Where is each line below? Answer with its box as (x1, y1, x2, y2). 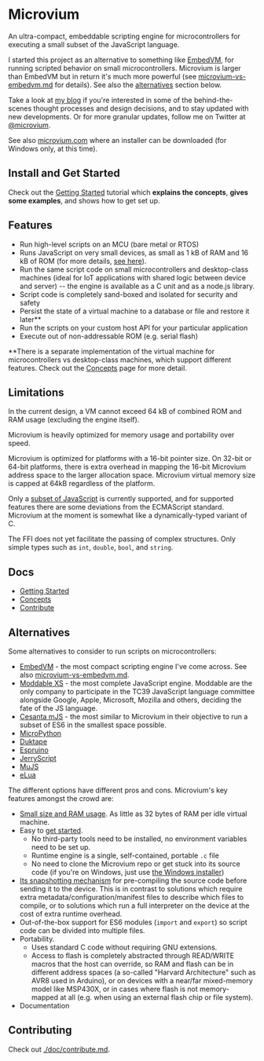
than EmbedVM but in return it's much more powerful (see (8, 71, 197, 81)
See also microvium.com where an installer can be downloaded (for (8, 135, 227, 145)
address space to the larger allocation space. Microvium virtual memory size (8, 470, 256, 480)
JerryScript (19, 754, 57, 763)
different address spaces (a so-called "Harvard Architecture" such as (31, 968, 256, 977)
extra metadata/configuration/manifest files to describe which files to (19, 893, 244, 902)
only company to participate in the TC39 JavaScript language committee (19, 687, 255, 696)
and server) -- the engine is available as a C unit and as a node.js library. (19, 281, 255, 291)
